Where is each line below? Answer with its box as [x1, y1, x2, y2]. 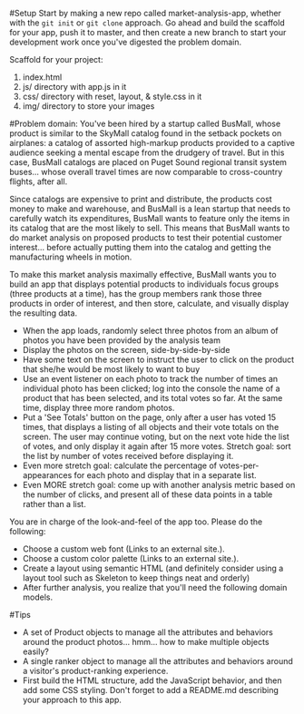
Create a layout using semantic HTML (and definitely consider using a [22, 562, 284, 573]
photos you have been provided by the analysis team [22, 335, 221, 346]
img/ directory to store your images [22, 101, 155, 112]
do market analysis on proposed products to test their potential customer [9, 232, 283, 243]
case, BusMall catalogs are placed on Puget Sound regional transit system [9, 157, 288, 167]
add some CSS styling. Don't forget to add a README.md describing [22, 685, 279, 695]
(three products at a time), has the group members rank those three [9, 289, 262, 298]
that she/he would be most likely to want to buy [22, 364, 201, 375]
